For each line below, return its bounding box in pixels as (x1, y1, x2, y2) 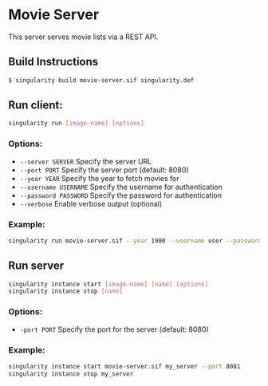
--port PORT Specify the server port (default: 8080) (19, 165, 189, 175)
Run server (8, 259, 65, 273)
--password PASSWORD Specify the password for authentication (19, 190, 222, 200)
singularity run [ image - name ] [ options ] (8, 120, 145, 128)
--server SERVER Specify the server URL (19, 156, 152, 166)
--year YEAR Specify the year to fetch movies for (19, 173, 179, 183)
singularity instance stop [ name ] (8, 287, 124, 296)
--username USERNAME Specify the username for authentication (19, 182, 223, 191)
